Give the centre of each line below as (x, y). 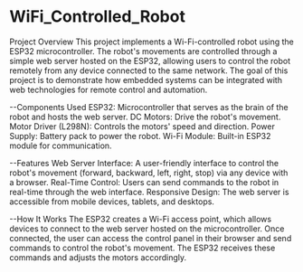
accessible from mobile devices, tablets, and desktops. (112, 202)
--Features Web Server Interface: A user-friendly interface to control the (144, 163)
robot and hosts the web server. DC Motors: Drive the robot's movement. (145, 117)
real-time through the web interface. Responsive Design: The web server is (149, 192)
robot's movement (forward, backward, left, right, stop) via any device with (149, 173)
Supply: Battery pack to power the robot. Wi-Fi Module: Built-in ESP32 (140, 136)
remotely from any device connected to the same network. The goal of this (149, 70)
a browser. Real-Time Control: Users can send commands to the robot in (144, 182)
